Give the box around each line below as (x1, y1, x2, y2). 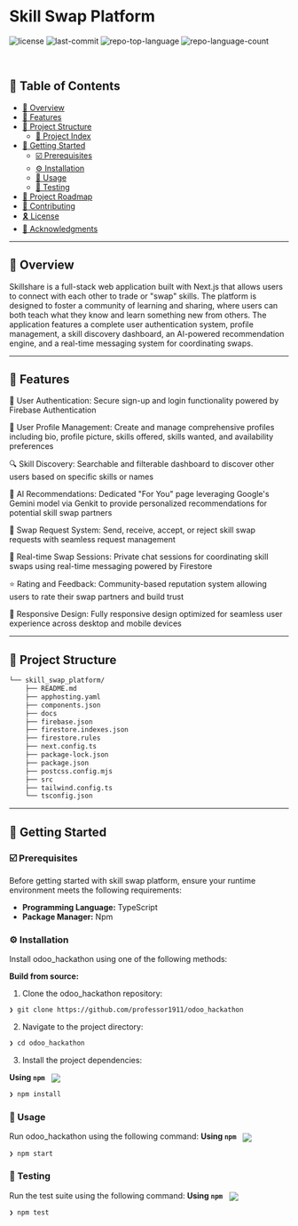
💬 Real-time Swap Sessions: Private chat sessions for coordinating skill (9, 551, 269, 562)
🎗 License (21, 211, 59, 221)
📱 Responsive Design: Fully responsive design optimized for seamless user (9, 609, 283, 620)
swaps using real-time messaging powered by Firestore (9, 561, 213, 572)
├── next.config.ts (25, 742, 98, 751)
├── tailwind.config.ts (25, 783, 114, 792)
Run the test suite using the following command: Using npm (9, 1190, 223, 1201)
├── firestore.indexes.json (25, 725, 129, 734)
